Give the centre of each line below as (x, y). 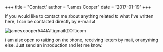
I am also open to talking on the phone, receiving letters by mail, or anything (81, 40)
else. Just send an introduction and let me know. (54, 45)
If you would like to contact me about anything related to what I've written (79, 16)
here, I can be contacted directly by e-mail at (50, 21)
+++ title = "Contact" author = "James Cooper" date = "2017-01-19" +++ (78, 7)
